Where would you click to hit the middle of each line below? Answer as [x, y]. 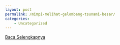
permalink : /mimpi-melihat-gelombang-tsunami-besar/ [60, 14]
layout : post [18, 10]
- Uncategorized [31, 23]
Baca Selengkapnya [25, 37]
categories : [17, 19]
